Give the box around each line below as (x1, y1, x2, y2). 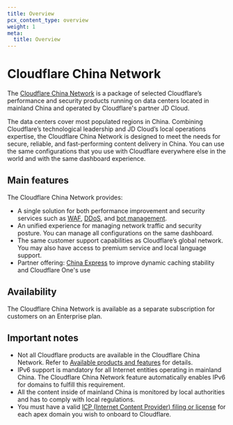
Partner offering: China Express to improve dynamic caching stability (17, 258, 215, 267)
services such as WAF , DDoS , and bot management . (17, 214, 168, 222)
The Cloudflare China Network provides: (7, 193, 123, 201)
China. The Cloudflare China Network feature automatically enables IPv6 (17, 373, 226, 381)
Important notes (7, 332, 79, 344)
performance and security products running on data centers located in (7, 97, 209, 105)
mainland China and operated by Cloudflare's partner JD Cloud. (7, 104, 190, 112)
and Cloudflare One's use (17, 265, 91, 274)
